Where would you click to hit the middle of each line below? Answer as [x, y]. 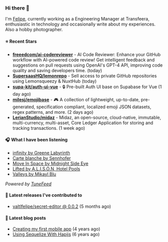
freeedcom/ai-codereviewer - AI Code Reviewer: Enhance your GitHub [87, 54]
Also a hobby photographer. [34, 30]
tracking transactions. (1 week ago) [49, 128]
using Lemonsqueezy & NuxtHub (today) [54, 81]
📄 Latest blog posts [26, 218]
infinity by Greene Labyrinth [41, 153]
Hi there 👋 [18, 8]
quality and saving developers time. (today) [57, 70]
